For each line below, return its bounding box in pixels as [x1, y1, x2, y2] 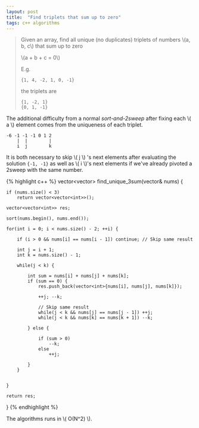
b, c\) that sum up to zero [20, 42, 83, 50]
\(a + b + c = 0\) [20, 54, 61, 61]
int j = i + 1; [17, 247, 55, 253]
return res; [6, 393, 36, 399]
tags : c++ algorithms [6, 20, 60, 26]
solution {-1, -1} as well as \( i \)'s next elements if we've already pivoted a [6, 160, 192, 167]
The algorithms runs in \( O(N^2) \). [6, 415, 92, 423]
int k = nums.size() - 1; [17, 252, 82, 258]
